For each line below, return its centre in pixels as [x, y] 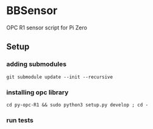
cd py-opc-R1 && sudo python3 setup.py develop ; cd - [77, 105]
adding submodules [37, 64]
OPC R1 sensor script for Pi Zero [47, 28]
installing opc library [37, 92]
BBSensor [32, 11]
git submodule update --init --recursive [60, 77]
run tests [20, 120]
